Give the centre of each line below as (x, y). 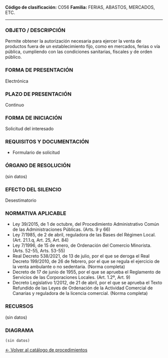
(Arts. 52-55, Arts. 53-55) (39, 251)
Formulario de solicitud (36, 153)
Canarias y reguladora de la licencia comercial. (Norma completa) (80, 293)
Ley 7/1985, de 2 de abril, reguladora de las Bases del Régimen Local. (84, 235)
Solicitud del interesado (29, 129)
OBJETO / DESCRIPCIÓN (35, 30)
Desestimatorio (21, 200)
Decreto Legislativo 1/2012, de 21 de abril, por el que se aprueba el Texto (87, 283)
